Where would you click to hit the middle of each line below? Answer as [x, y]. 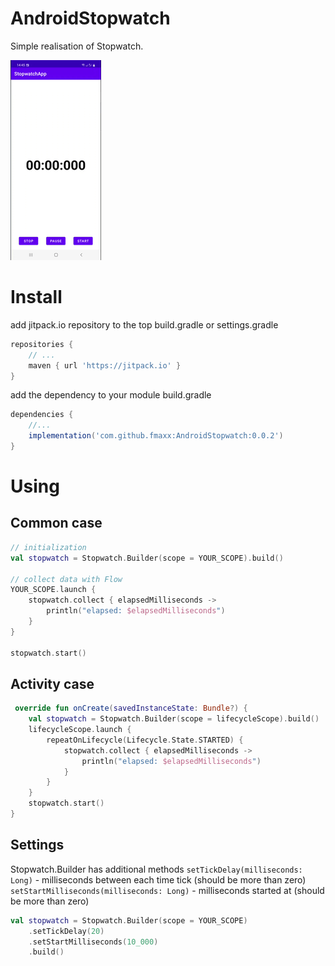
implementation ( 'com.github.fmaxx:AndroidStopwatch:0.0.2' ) [156, 436]
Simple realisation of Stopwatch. [77, 46]
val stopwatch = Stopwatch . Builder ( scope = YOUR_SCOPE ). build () [147, 558]
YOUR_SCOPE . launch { [53, 590]
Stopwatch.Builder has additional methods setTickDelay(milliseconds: [156, 869]
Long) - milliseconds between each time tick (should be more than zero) [158, 879]
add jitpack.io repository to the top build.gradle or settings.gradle [144, 324]
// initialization [48, 547]
